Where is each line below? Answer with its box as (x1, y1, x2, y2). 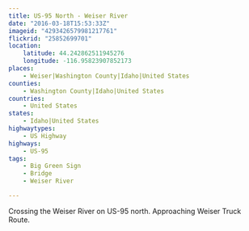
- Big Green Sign (23, 162, 82, 170)
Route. (8, 215, 31, 225)
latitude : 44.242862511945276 (23, 49, 125, 57)
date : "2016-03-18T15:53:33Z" (8, 19, 111, 27)
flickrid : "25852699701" (8, 34, 92, 43)
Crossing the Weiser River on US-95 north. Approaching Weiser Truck (8, 206, 242, 216)
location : (8, 42, 42, 50)
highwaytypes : (8, 124, 57, 132)
